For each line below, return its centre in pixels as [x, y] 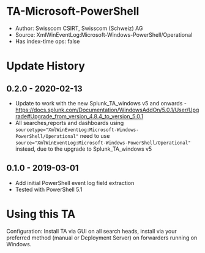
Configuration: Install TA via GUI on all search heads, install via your [92, 231]
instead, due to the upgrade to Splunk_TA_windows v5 [84, 149]
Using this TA [41, 214]
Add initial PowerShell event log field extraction [75, 183]
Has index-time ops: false [47, 41]
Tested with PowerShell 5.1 [49, 189]
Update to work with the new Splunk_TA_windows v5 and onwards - [101, 103]
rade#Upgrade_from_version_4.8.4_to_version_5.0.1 [79, 116]
